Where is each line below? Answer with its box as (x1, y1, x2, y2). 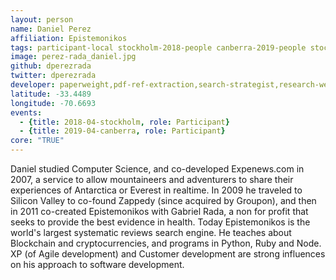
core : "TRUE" (10, 136, 65, 146)
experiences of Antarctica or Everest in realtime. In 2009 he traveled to (10, 184, 303, 196)
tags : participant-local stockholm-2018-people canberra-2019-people (10, 42, 307, 53)
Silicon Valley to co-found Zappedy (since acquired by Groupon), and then (10, 195, 317, 206)
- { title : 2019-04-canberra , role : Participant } (19, 126, 226, 136)
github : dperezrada (10, 61, 92, 71)
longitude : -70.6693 (10, 98, 97, 108)
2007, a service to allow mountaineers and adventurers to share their (10, 174, 294, 185)
